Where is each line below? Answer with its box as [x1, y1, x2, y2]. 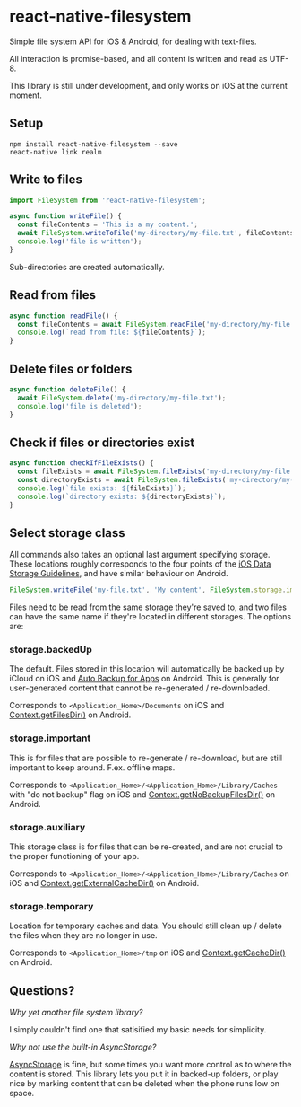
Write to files [9, 172, 82, 188]
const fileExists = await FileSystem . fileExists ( [17, 467, 206, 477]
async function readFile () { [9, 312, 118, 321]
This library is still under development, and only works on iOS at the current [9, 80, 288, 91]
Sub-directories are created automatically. [9, 261, 166, 272]
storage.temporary [9, 901, 94, 912]
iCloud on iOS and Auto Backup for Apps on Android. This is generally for [9, 673, 279, 684]
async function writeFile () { [9, 212, 123, 221]
